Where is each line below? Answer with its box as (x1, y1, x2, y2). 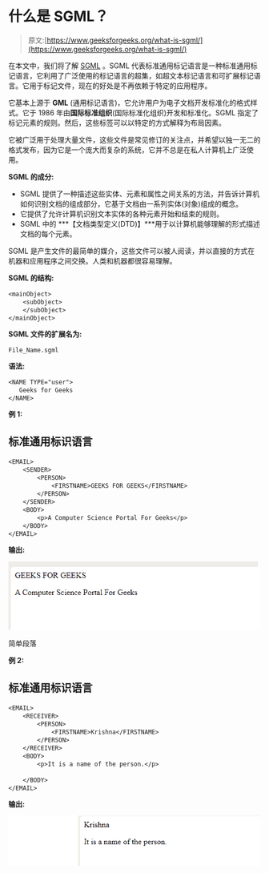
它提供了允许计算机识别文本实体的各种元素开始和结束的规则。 (19, 209, 224, 219)
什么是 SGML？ (8, 7, 109, 26)
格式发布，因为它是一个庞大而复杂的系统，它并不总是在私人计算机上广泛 (8, 145, 247, 155)
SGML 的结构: (8, 273, 54, 283)
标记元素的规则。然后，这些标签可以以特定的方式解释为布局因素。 (8, 118, 226, 127)
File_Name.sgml (8, 346, 59, 354)
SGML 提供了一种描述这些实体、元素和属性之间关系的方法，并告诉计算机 (19, 189, 260, 199)
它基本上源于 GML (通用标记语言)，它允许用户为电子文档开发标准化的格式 (8, 98, 251, 107)
